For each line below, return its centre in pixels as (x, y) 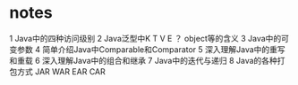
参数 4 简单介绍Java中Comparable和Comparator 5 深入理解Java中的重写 (151, 49)
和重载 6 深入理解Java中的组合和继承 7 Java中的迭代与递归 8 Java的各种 (143, 60)
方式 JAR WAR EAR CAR (61, 71)
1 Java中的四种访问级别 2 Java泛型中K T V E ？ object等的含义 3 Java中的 (145, 38)
